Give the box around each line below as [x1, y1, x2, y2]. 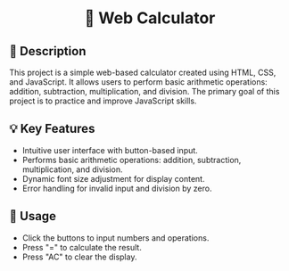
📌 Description [9, 44, 87, 59]
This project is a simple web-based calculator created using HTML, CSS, [9, 67, 277, 78]
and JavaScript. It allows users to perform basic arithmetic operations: [9, 77, 268, 87]
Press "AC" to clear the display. [21, 251, 137, 262]
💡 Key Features [9, 121, 95, 136]
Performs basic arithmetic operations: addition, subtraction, [21, 154, 242, 165]
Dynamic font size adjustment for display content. [21, 173, 205, 184]
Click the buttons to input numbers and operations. [21, 232, 210, 243]
